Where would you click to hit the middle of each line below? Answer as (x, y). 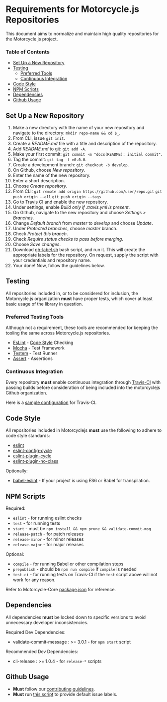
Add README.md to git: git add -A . (49, 149)
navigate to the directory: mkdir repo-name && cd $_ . (67, 133)
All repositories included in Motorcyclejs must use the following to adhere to (84, 430)
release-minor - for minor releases (48, 539)
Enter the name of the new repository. (52, 175)
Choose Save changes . (37, 244)
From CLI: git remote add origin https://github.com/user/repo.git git (87, 191)
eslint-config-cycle (32, 451)
